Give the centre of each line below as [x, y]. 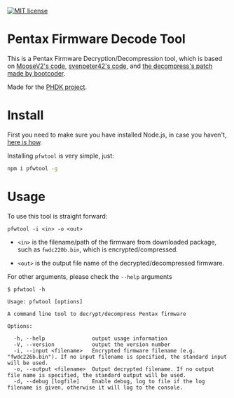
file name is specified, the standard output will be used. [97, 375]
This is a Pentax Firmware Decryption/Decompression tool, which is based [115, 58]
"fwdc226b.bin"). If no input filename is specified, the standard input [117, 357]
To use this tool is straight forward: [57, 216]
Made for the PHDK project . [47, 87]
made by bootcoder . [36, 73]
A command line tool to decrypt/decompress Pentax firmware [97, 314]
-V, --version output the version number [92, 344]
